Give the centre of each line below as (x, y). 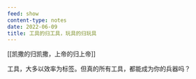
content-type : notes (37, 20)
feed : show (23, 14)
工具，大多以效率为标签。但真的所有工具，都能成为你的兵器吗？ (99, 69)
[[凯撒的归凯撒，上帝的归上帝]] (52, 54)
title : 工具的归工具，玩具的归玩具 (52, 33)
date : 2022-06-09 (32, 27)
